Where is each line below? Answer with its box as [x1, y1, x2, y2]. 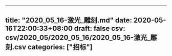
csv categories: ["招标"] [14, 43, 93, 51]
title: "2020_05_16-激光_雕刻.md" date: [5, 16, 132, 25]
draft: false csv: [74, 24, 125, 33]
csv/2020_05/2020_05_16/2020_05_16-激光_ [5, 33, 150, 42]
